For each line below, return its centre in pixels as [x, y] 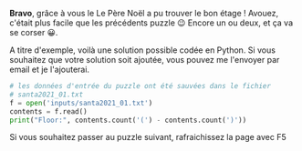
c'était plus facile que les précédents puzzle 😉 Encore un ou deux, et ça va [151, 23]
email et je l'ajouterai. [49, 69]
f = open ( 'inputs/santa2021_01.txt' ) [81, 103]
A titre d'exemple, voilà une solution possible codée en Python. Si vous [143, 50]
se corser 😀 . [34, 32]
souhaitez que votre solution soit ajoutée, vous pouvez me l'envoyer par [145, 60]
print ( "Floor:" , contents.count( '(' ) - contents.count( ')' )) [128, 120]
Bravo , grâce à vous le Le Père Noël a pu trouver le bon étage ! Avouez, [144, 13]
